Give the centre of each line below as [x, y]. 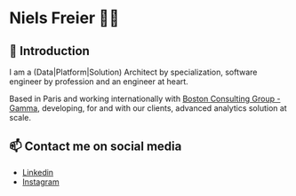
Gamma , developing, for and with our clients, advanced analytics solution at [148, 108]
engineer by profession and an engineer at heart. [99, 82]
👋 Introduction [50, 51]
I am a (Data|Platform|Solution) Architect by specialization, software [133, 72]
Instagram [40, 182]
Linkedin [38, 172]
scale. [20, 118]
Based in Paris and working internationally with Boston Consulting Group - [145, 98]
